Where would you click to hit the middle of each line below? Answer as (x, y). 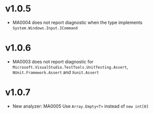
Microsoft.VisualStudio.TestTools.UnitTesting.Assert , (70, 67)
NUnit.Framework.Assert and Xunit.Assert (55, 72)
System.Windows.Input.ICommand (45, 28)
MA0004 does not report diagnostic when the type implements (77, 22)
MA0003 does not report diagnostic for (53, 61)
